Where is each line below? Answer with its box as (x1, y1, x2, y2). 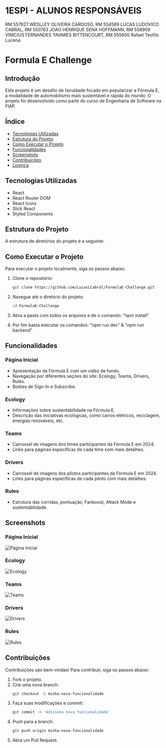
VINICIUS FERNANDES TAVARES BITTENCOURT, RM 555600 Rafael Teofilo (5, 32, 159, 38)
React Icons (12, 200, 37, 206)
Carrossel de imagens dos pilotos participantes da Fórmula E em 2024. (12, 470, 158, 476)
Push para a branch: (12, 719, 54, 725)
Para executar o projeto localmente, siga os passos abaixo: (5, 266, 125, 272)
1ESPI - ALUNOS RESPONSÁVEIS (5, 5, 142, 16)
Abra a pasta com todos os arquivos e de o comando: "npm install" (12, 312, 150, 318)
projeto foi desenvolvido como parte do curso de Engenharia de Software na (5, 98, 162, 104)
